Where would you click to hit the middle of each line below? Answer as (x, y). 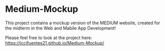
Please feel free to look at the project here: (49, 38)
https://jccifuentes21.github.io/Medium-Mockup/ (55, 43)
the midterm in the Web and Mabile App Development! (60, 28)
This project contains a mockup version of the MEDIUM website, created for (83, 23)
